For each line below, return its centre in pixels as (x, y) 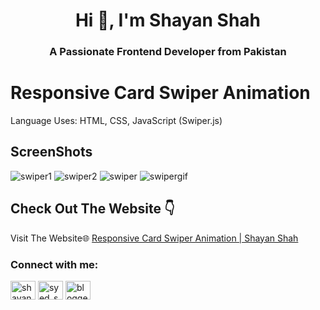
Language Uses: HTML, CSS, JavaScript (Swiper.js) (116, 121)
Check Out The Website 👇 (92, 209)
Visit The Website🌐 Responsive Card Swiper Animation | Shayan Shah (154, 238)
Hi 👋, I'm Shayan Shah (168, 20)
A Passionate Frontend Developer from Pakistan (168, 52)
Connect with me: (54, 264)
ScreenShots (51, 152)
